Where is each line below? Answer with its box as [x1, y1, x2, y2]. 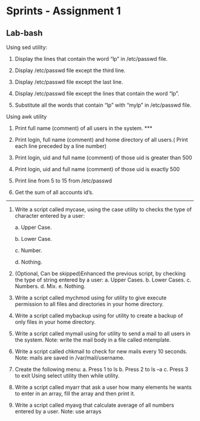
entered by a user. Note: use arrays [14, 408, 102, 415]
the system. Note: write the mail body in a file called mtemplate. [14, 336, 171, 343]
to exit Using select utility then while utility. [14, 372, 120, 379]
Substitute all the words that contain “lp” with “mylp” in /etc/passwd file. [14, 101, 192, 109]
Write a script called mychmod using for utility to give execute [14, 294, 167, 301]
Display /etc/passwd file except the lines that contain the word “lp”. [14, 90, 180, 97]
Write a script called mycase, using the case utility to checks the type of [14, 206, 192, 213]
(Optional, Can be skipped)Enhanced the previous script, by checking [14, 270, 186, 277]
